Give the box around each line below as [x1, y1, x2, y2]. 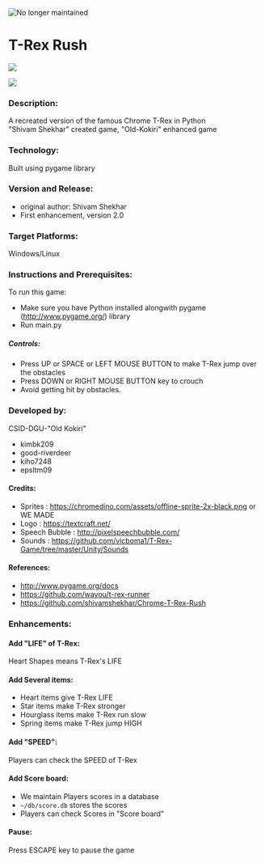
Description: [8, 97, 58, 108]
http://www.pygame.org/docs [19, 581, 119, 590]
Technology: [8, 145, 59, 156]
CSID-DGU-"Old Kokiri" [8, 423, 86, 433]
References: [8, 563, 51, 573]
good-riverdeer [19, 447, 71, 457]
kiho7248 [19, 456, 53, 466]
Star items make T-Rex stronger [19, 701, 127, 711]
